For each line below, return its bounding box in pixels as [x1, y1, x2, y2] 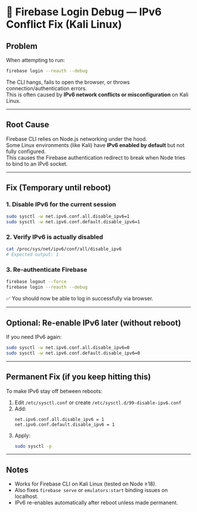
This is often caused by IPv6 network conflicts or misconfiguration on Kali [6, 91, 189, 98]
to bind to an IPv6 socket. [6, 160, 68, 167]
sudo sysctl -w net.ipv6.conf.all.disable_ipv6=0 [6, 345, 130, 351]
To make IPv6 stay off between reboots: [6, 387, 103, 395]
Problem [6, 41, 38, 51]
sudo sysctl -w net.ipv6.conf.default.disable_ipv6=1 [6, 219, 141, 225]
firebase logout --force [6, 279, 67, 285]
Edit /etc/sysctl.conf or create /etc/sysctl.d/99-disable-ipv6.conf [14, 399, 182, 406]
